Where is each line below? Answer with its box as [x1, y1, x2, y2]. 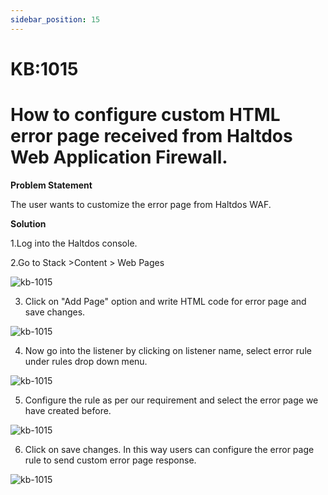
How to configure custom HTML [10, 104, 281, 126]
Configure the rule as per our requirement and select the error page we [24, 394, 319, 406]
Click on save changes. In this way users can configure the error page [24, 443, 315, 455]
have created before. [24, 404, 112, 416]
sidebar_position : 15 [10, 14, 101, 25]
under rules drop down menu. [24, 355, 148, 367]
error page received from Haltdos [10, 125, 293, 147]
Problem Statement [10, 179, 93, 191]
